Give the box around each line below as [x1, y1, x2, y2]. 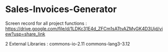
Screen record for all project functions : [5, 20, 87, 26]
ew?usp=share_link [5, 31, 45, 37]
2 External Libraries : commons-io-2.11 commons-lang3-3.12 [5, 40, 130, 46]
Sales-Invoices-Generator [5, 4, 117, 15]
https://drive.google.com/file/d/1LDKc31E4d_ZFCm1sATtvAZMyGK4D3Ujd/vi [5, 25, 163, 31]
